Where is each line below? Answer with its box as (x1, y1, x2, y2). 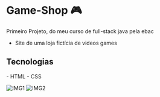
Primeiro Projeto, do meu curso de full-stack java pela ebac (6, 27, 154, 35)
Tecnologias (6, 57, 54, 67)
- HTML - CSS (6, 72, 42, 80)
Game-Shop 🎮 (6, 4, 83, 17)
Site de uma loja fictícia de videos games (14, 39, 118, 46)
